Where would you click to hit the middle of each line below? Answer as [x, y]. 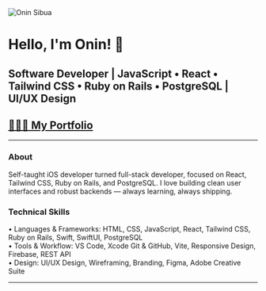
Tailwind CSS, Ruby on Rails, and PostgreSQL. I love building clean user [125, 182]
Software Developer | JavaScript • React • [113, 73]
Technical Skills [39, 212]
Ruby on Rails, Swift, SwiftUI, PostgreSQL [76, 237]
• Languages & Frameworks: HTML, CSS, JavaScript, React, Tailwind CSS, [129, 228]
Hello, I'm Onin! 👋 [66, 45]
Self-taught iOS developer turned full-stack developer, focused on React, [127, 174]
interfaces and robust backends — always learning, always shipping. [120, 191]
